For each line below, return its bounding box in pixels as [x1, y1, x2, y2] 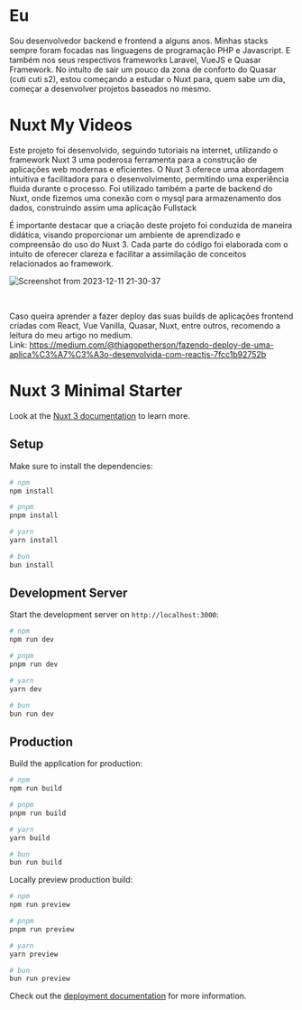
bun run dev [9, 709, 54, 718]
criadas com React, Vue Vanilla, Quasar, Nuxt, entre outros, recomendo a [9, 320, 281, 330]
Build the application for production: [9, 758, 142, 769]
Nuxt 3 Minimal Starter [9, 381, 183, 402]
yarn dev [9, 684, 42, 693]
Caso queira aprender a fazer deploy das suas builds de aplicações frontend [9, 310, 294, 321]
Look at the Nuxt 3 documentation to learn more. [9, 410, 191, 421]
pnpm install [9, 511, 59, 520]
